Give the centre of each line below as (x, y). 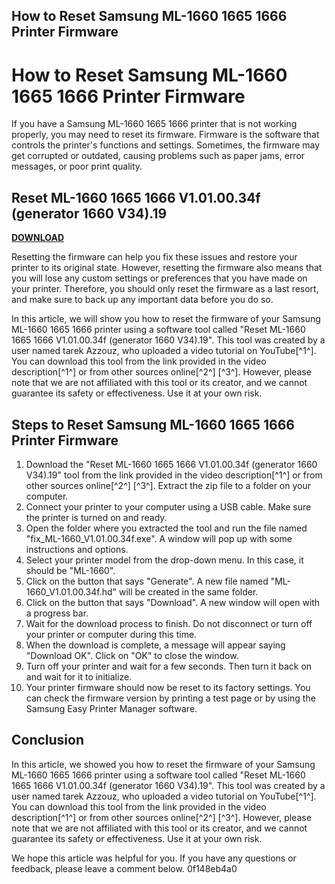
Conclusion (48, 740)
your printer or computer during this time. (111, 634)
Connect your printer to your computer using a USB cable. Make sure (168, 506)
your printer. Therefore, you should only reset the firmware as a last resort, (165, 289)
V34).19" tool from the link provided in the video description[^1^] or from (174, 475)
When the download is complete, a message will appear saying (155, 645)
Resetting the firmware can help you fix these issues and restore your (154, 257)
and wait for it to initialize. (79, 676)
